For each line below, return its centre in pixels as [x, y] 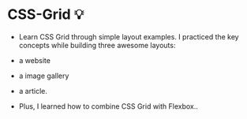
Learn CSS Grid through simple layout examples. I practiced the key [129, 36]
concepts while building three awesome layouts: [97, 45]
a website [34, 60]
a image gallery [44, 76]
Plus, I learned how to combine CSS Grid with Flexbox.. [109, 106]
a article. [33, 91]
